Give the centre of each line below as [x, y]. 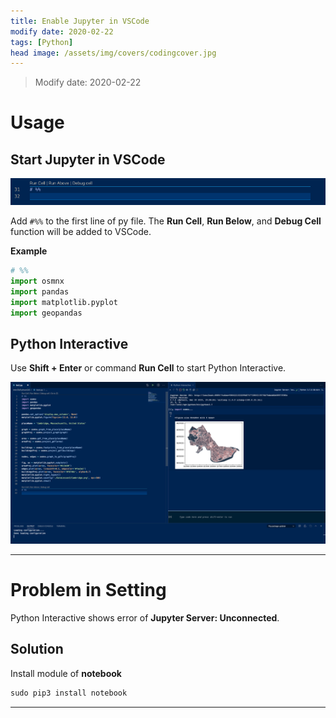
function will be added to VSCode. [81, 232]
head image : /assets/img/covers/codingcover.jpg [113, 53]
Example [29, 251]
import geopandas [46, 313]
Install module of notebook [66, 673]
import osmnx [37, 281]
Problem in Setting [88, 590]
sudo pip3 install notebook [69, 693]
